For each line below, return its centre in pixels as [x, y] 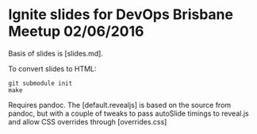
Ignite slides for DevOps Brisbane [121, 15]
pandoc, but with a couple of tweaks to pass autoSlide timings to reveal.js [128, 113]
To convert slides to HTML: [52, 68]
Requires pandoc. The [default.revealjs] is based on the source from [120, 105]
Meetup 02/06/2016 [76, 31]
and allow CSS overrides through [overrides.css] [88, 121]
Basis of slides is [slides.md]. [56, 53]
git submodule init [40, 83]
